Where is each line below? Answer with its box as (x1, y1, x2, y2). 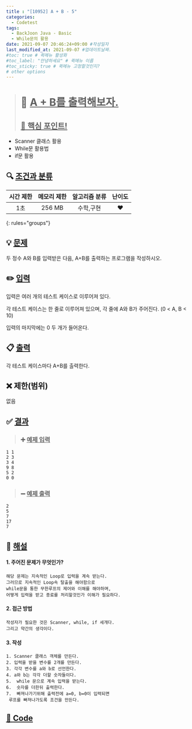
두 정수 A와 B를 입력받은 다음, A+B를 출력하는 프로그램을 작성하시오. (6, 254, 162, 261)
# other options (6, 69, 46, 75)
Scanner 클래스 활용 (14, 137, 62, 145)
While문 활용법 (14, 145, 49, 152)
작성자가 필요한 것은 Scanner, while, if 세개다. (6, 620, 115, 626)
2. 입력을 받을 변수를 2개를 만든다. (6, 660, 82, 666)
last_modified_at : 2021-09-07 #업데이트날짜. (6, 47, 112, 53)
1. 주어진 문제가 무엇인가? (6, 559, 64, 566)
